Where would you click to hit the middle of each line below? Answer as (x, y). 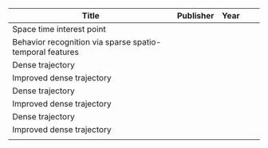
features (63, 52)
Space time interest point (59, 29)
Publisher (195, 16)
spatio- (147, 42)
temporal (29, 52)
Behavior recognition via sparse (72, 42)
